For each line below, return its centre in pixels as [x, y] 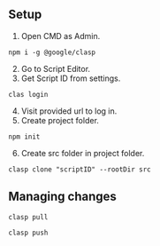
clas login [28, 94]
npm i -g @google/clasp [52, 52]
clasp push [28, 233]
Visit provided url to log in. [69, 111]
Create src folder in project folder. [83, 153]
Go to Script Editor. [55, 68]
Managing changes [62, 197]
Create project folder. [60, 120]
